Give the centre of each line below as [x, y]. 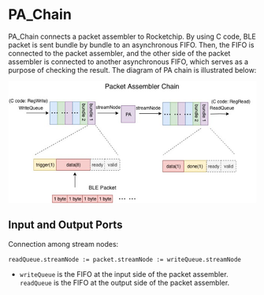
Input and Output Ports [65, 225]
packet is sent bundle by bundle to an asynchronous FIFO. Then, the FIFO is [131, 44]
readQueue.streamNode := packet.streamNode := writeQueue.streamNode [125, 259]
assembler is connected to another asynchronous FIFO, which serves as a [128, 62]
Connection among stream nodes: [63, 244]
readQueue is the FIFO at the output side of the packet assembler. [125, 282]
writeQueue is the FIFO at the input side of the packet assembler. [124, 274]
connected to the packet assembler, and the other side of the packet [119, 53]
